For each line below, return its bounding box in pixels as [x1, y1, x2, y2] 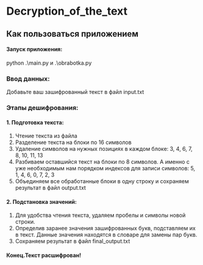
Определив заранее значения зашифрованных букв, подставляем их [15, 225, 196, 232]
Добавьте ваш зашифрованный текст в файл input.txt [6, 89, 144, 96]
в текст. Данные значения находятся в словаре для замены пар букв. [15, 231, 198, 239]
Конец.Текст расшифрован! [6, 252, 81, 259]
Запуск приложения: [6, 46, 63, 53]
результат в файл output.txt [15, 184, 87, 192]
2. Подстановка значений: [6, 198, 77, 205]
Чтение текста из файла [15, 132, 77, 140]
